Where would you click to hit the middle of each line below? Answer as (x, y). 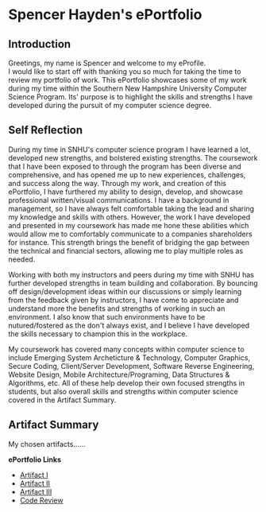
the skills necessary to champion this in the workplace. (98, 334)
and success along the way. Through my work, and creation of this (117, 183)
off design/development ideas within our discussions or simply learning (125, 291)
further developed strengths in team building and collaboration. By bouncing (133, 283)
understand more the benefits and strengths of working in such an (117, 308)
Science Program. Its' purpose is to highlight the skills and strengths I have (130, 97)
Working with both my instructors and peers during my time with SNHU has (131, 274)
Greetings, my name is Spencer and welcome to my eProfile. (107, 63)
